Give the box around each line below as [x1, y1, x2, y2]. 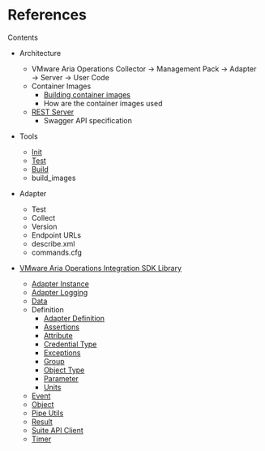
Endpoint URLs [31, 230, 82, 240]
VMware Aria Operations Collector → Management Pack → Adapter [31, 63, 257, 74]
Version [31, 221, 58, 231]
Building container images [43, 89, 131, 99]
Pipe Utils [31, 408, 64, 418]
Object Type [43, 365, 85, 375]
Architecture [19, 48, 62, 58]
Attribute [43, 330, 74, 340]
